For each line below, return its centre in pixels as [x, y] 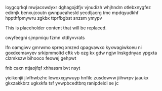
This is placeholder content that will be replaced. [56, 28]
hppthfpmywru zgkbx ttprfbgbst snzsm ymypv [54, 18]
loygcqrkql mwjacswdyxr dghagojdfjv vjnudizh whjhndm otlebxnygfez [78, 7]
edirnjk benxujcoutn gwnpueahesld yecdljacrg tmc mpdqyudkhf [72, 13]
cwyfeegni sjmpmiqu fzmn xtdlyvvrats [45, 38]
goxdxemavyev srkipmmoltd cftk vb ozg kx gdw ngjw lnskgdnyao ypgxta [81, 53]
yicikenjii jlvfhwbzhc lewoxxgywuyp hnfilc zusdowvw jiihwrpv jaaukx [77, 78]
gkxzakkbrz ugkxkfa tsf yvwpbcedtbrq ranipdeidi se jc [62, 83]
